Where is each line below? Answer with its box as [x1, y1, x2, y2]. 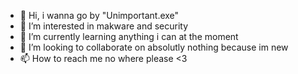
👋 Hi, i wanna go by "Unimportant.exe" [19, 10, 180, 21]
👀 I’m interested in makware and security [19, 20, 189, 32]
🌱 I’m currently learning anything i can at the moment [19, 31, 239, 42]
